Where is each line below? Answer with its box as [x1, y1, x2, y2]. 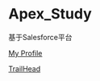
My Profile [8, 48, 43, 58]
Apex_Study [8, 5, 93, 23]
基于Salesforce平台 [8, 32, 73, 42]
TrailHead [8, 63, 41, 73]
